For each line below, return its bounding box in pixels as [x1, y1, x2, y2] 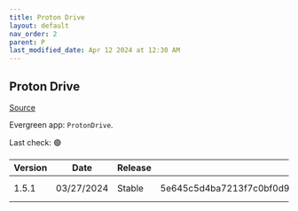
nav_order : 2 [9, 29, 58, 38]
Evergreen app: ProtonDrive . [9, 119, 114, 129]
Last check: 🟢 [9, 137, 62, 147]
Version [13, 161, 48, 174]
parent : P [9, 37, 46, 47]
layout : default [9, 21, 69, 30]
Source [9, 102, 35, 113]
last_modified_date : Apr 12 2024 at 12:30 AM [9, 46, 180, 55]
